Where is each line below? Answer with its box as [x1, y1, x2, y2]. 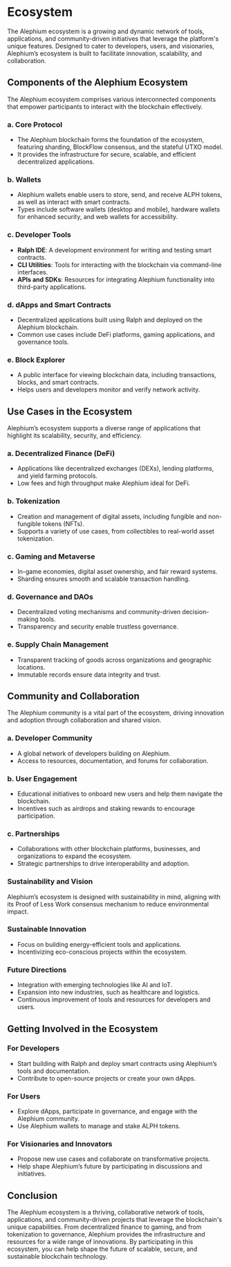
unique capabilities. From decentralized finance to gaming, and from [7, 1223, 202, 1231]
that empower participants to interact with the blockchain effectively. [7, 102, 203, 111]
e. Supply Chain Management [7, 640, 109, 649]
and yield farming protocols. [17, 472, 98, 480]
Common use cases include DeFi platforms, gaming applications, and [17, 330, 215, 338]
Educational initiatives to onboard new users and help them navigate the [17, 789, 223, 798]
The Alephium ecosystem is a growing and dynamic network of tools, [7, 27, 205, 35]
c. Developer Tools [7, 230, 71, 240]
